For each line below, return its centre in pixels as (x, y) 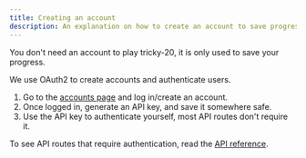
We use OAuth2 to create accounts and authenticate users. (120, 79)
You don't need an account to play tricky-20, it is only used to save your (144, 52)
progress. (27, 62)
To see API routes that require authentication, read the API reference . (139, 143)
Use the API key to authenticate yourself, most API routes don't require (155, 116)
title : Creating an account (63, 18)
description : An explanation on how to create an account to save (138, 26)
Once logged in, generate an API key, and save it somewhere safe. (147, 106)
